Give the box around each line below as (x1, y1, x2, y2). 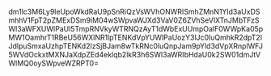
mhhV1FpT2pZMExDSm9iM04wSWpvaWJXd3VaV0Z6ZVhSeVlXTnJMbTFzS (8, 15, 260, 25)
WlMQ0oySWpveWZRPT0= (8, 58, 100, 68)
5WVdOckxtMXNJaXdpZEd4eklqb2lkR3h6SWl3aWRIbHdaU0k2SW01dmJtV (8, 50, 261, 59)
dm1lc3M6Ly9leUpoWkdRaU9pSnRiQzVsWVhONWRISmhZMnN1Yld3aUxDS (8, 7, 260, 16)
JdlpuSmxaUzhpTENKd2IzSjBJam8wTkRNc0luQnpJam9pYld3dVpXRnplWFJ (8, 41, 263, 51)
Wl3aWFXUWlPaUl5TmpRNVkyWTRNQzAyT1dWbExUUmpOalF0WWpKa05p (8, 24, 264, 33)
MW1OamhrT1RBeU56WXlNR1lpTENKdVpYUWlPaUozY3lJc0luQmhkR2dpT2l (8, 32, 263, 42)
